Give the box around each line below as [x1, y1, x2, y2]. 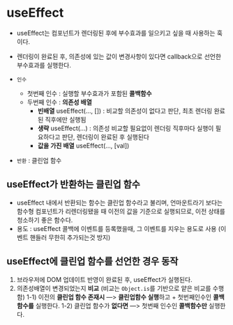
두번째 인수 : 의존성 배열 [27, 97, 92, 106]
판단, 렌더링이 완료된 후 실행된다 [61, 132, 149, 141]
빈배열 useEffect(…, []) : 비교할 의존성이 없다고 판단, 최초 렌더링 [37, 106, 213, 115]
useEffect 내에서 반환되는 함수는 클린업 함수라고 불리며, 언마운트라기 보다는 [16, 198, 223, 207]
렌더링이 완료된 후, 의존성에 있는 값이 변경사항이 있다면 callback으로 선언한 [16, 52, 221, 61]
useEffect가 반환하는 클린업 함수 [6, 179, 141, 191]
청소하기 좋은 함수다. [16, 216, 73, 224]
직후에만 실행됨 [45, 115, 87, 123]
